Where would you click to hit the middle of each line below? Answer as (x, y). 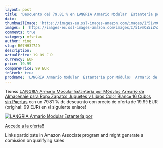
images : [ (15, 28)
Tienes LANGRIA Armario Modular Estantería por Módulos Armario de (75, 91)
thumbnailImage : (21, 23)
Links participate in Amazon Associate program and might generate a (74, 135)
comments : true (20, 32)
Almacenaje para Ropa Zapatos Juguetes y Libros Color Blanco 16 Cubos (78, 96)
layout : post (18, 9)
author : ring (18, 41)
